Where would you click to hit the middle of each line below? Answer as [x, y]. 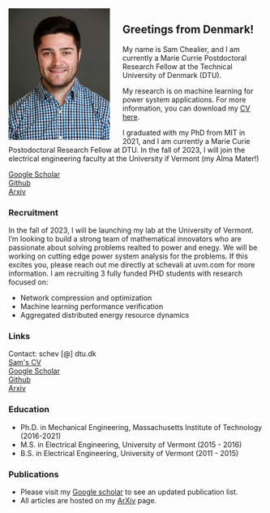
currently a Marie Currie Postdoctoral [185, 58]
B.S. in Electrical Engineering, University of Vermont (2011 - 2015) [129, 453]
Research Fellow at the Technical [178, 66]
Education [29, 410]
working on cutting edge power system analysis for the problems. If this [129, 256]
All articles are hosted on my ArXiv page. [88, 500]
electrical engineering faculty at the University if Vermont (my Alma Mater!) [134, 159]
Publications [34, 474]
